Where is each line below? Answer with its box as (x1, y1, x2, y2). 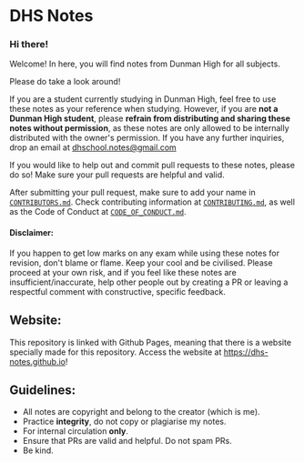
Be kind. (22, 445, 55, 456)
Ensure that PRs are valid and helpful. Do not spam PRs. (22, 436, 232, 447)
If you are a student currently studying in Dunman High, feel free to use (9, 94, 277, 105)
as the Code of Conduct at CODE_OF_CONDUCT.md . (9, 206, 187, 217)
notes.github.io (9, 356, 66, 367)
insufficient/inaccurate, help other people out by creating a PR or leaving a (9, 277, 289, 287)
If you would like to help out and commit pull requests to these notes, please (9, 160, 296, 171)
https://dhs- (223, 347, 269, 357)
